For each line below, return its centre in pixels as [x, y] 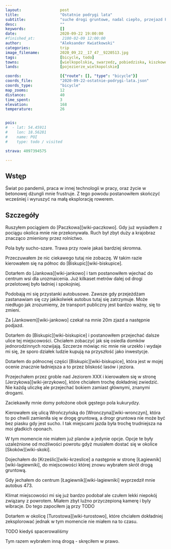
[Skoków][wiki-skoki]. [28, 449]
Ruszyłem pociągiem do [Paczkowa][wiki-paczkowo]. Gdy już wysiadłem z [84, 227]
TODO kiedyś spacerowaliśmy [37, 531]
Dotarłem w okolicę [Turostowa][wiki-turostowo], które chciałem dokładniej [84, 516]
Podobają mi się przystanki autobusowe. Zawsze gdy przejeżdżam [75, 294]
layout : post [37, 10]
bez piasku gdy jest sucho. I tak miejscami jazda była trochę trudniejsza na [84, 423]
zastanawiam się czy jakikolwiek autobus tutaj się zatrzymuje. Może [77, 299]
